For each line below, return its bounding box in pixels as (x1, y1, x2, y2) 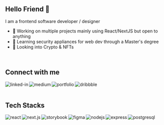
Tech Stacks (5, 101, 45, 110)
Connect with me (5, 68, 60, 76)
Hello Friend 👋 (5, 5, 50, 13)
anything (12, 33, 31, 39)
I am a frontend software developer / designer (5, 18, 100, 24)
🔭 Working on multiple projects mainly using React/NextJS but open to (12, 28, 158, 34)
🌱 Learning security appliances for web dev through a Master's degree (12, 38, 159, 44)
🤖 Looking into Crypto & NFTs (12, 43, 74, 50)
